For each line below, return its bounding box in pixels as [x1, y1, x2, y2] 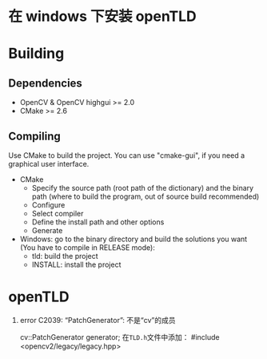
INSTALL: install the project [31, 260, 122, 269]
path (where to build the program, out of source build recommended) [31, 192, 260, 201]
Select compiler [31, 209, 84, 218]
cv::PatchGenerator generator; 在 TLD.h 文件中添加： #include [19, 332, 220, 341]
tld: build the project [31, 252, 98, 260]
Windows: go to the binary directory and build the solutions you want [19, 234, 248, 244]
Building [8, 45, 65, 63]
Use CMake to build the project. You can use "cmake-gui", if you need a [8, 151, 245, 160]
